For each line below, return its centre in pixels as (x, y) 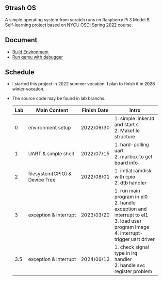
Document (21, 40)
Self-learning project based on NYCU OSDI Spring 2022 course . (69, 25)
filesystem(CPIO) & (50, 174)
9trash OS (21, 8)
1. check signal (132, 247)
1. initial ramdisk (133, 171)
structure (125, 137)
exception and (130, 209)
